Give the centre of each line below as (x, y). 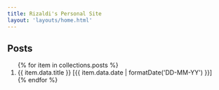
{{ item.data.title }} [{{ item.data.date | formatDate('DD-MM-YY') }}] (115, 73)
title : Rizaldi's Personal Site (54, 14)
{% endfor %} (38, 80)
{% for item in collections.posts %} (68, 65)
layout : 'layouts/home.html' (50, 20)
